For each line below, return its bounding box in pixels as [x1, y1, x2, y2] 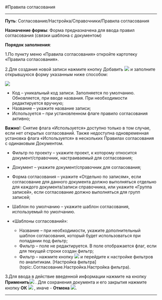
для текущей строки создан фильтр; [19, 248, 94, 254]
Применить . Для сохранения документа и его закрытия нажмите [5, 279, 147, 285]
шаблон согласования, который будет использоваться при [19, 233, 141, 239]
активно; [12, 116, 30, 121]
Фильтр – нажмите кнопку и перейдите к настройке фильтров [19, 254, 153, 259]
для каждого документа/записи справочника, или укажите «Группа [12, 184, 152, 190]
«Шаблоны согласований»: [12, 218, 68, 224]
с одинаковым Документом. [5, 140, 64, 146]
